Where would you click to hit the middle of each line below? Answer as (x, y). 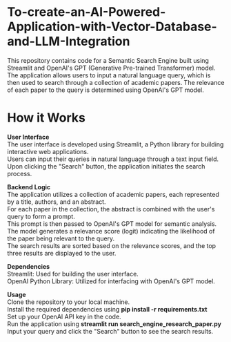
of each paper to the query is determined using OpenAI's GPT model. (106, 90)
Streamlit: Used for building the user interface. (73, 274)
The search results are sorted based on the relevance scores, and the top (111, 245)
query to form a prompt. (41, 216)
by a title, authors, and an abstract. (57, 202)
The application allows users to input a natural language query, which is (109, 75)
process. (20, 173)
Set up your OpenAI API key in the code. (64, 316)
